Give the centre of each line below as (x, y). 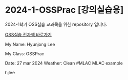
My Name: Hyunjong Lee (30, 44)
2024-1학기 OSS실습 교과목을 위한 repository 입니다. (56, 24)
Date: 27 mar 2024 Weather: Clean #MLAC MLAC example (64, 63)
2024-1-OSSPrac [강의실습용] (64, 10)
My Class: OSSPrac (25, 53)
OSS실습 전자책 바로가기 (29, 34)
